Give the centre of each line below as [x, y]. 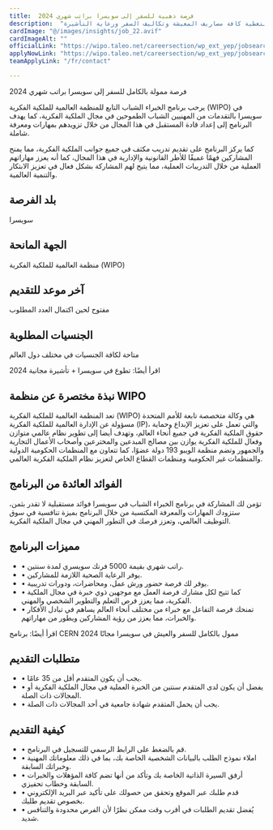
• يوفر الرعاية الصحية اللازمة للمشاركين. [81, 574]
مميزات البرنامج [45, 546]
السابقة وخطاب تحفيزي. [57, 784]
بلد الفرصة [33, 200]
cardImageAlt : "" [38, 39]
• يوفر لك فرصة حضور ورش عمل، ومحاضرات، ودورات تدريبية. [115, 583]
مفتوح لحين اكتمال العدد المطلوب [60, 310]
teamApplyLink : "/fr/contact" [60, 62]
